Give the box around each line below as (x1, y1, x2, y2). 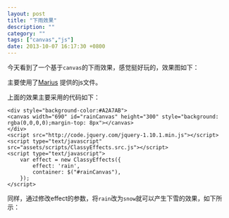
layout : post (7, 10, 46, 18)
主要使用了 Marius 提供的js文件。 (7, 78, 102, 86)
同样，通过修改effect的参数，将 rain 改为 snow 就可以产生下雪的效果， (7, 194, 204, 203)
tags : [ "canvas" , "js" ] (7, 37, 74, 44)
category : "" (7, 30, 46, 37)
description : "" (7, 23, 55, 30)
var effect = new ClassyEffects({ (20, 156, 121, 163)
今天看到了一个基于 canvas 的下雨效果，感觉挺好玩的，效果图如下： (7, 63, 199, 71)
